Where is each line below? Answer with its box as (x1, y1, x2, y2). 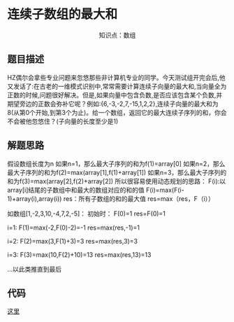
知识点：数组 (98, 31, 136, 39)
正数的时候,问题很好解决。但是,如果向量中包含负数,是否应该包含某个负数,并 (7, 90, 223, 99)
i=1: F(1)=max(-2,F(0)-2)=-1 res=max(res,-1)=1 (7, 223, 140, 232)
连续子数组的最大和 (7, 6, 118, 22)
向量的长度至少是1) (64, 117, 119, 125)
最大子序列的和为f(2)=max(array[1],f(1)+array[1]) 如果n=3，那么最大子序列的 (7, 168, 227, 176)
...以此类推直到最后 (7, 265, 62, 273)
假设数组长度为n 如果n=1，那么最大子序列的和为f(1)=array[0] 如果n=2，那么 (7, 159, 226, 168)
